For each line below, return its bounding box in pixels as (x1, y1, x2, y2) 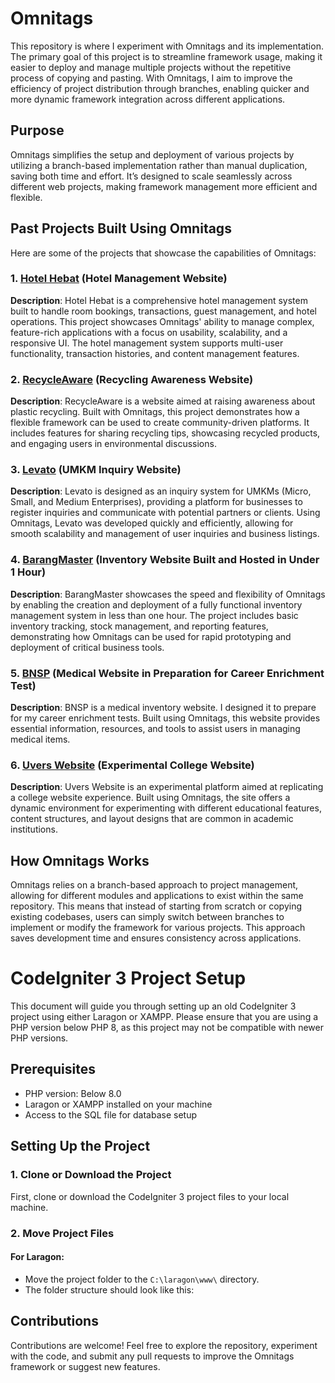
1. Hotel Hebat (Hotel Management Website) (10, 272, 228, 286)
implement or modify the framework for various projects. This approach (10, 922, 306, 934)
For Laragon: (10, 1251, 65, 1263)
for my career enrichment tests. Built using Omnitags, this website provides (10, 712, 321, 724)
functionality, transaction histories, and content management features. (10, 347, 300, 359)
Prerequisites (10, 1061, 96, 1078)
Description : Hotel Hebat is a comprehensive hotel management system (10, 294, 308, 306)
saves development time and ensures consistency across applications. (10, 932, 302, 944)
